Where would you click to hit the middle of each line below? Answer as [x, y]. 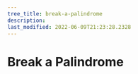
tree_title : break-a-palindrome [55, 14]
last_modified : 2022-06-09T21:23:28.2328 [69, 27]
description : [27, 20]
